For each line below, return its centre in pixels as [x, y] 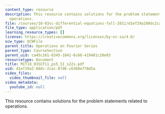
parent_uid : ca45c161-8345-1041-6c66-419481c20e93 [58, 55]
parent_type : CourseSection [34, 50]
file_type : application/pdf [34, 28]
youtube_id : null [27, 87]
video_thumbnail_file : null [38, 78]
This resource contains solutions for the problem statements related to [76, 101]
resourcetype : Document [29, 60]
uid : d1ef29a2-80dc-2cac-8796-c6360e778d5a [50, 69]
